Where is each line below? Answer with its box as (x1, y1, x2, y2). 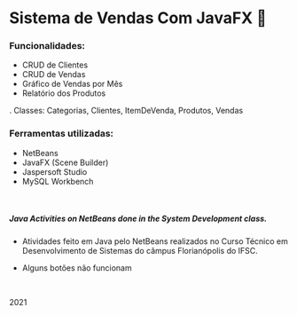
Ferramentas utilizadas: (9, 128, 113, 140)
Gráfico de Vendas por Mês (21, 79, 123, 90)
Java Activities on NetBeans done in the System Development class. (9, 213, 268, 224)
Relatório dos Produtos (21, 88, 106, 98)
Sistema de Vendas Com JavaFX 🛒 (9, 8, 268, 28)
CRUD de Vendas (21, 69, 86, 80)
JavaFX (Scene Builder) (21, 157, 109, 168)
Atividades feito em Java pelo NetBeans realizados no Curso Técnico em (21, 235, 288, 247)
